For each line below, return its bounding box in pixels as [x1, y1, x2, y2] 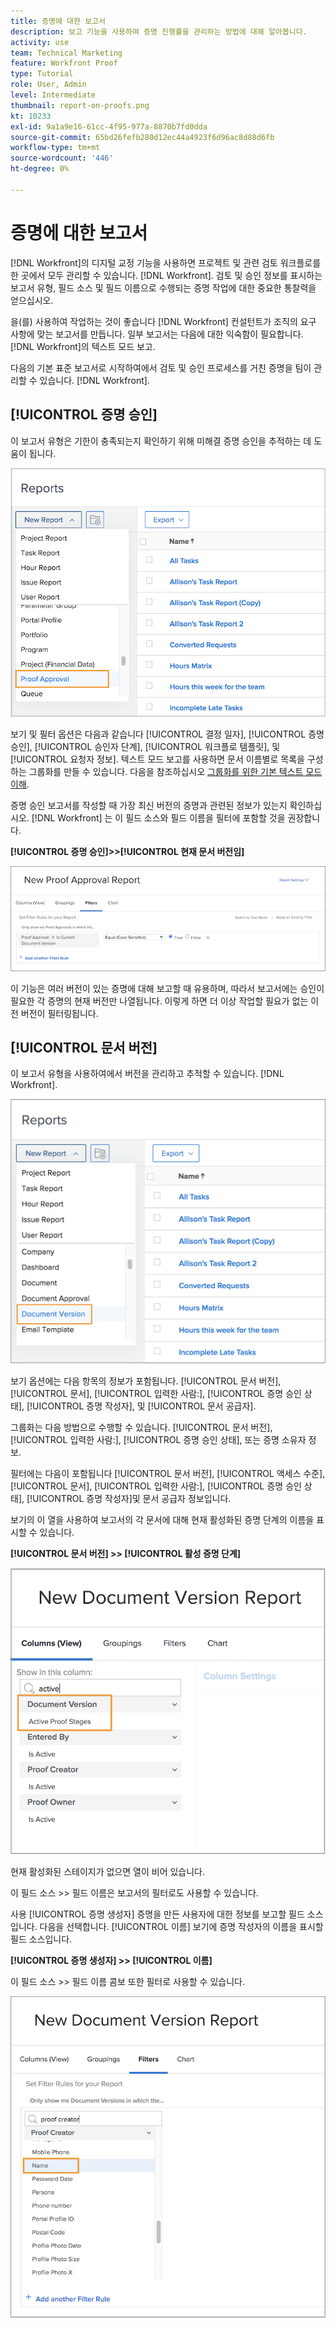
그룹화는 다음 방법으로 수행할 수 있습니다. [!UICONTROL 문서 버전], [10, 1421, 273, 1434]
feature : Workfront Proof [10, 58, 118, 69]
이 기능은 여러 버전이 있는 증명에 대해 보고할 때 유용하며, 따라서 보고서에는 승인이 [10, 982, 325, 994]
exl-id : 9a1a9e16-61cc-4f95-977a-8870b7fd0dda [10, 121, 208, 132]
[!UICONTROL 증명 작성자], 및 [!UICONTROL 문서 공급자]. [26, 1400, 257, 1412]
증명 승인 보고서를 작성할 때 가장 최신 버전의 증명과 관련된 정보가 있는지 [10, 800, 288, 812]
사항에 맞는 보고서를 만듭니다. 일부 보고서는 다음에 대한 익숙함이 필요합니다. [10, 328, 304, 340]
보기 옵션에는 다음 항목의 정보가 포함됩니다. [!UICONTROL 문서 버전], [10, 1375, 282, 1387]
